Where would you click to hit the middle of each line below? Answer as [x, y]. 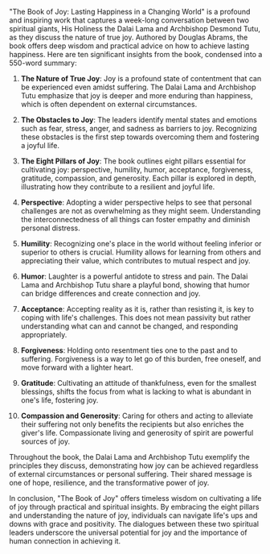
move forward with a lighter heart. [77, 367]
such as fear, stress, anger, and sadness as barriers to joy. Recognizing [139, 128]
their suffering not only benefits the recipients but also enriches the [132, 424]
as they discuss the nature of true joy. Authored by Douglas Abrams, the [129, 37]
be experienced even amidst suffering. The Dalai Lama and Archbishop [138, 87]
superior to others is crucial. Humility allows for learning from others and [141, 252]
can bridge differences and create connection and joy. [110, 294]
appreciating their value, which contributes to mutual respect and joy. [135, 260]
